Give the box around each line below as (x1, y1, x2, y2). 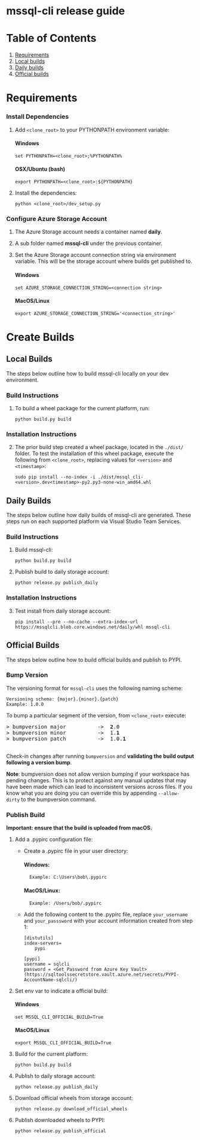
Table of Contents (6, 32, 97, 45)
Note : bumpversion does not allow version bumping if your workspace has (6, 770, 190, 778)
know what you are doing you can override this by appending (6, 789, 157, 797)
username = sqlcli (23, 961, 70, 967)
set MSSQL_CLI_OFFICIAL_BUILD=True (14, 1014, 104, 1020)
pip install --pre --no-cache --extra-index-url (14, 619, 139, 625)
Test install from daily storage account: (14, 607, 111, 614)
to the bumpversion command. (20, 795, 97, 803)
